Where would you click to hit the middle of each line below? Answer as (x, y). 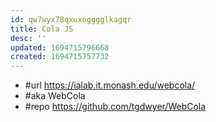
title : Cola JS (42, 29)
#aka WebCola (55, 96)
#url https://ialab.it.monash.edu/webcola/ (110, 85)
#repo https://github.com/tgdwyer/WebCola (115, 107)
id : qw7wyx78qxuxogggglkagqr (71, 19)
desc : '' (28, 38)
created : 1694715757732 (60, 57)
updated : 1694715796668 (60, 47)
